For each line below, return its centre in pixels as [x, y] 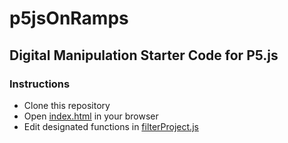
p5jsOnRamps [69, 18]
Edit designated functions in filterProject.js [111, 126]
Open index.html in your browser [91, 116]
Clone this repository [67, 105]
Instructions [40, 84]
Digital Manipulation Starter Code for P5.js [144, 55]
